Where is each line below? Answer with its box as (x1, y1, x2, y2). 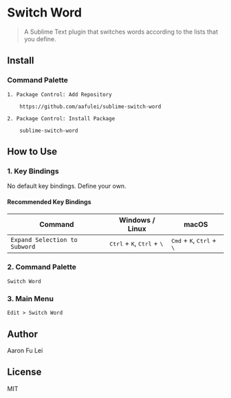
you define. (23, 34, 56, 43)
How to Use (7, 146, 58, 157)
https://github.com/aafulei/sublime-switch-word (19, 103, 162, 110)
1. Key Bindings (7, 166, 60, 176)
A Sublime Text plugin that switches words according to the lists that (23, 27, 219, 36)
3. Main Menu (7, 294, 54, 303)
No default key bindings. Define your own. (7, 182, 126, 190)
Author (7, 328, 38, 340)
